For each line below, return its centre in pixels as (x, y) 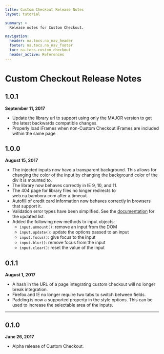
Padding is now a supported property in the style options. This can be (82, 300)
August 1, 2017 (20, 275)
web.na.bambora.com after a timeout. (50, 196)
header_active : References (37, 54)
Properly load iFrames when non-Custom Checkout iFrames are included (85, 128)
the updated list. (28, 217)
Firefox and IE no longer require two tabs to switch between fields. (79, 295)
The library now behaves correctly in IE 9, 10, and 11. (65, 186)
